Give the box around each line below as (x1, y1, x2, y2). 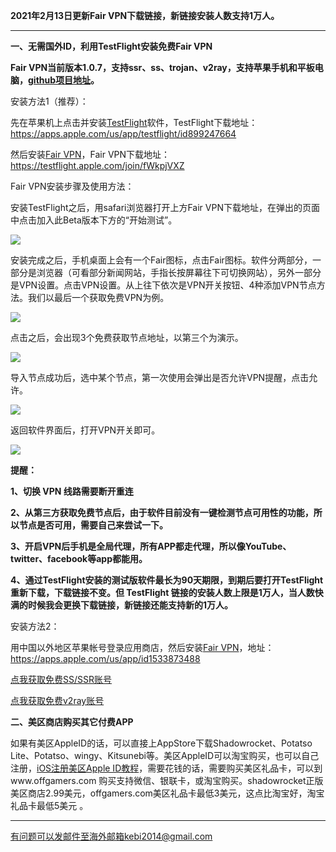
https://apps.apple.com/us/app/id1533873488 (10, 653, 201, 664)
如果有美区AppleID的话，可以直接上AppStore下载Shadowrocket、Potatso (10, 737, 313, 749)
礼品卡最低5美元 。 (10, 800, 89, 811)
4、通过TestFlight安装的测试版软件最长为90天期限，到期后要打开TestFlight (10, 574, 324, 586)
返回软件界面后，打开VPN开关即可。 (10, 424, 161, 436)
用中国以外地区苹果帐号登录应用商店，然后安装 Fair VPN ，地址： (10, 642, 275, 653)
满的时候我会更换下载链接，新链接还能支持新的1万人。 (10, 599, 234, 611)
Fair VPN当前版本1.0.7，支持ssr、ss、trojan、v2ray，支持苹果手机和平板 (10, 62, 315, 73)
